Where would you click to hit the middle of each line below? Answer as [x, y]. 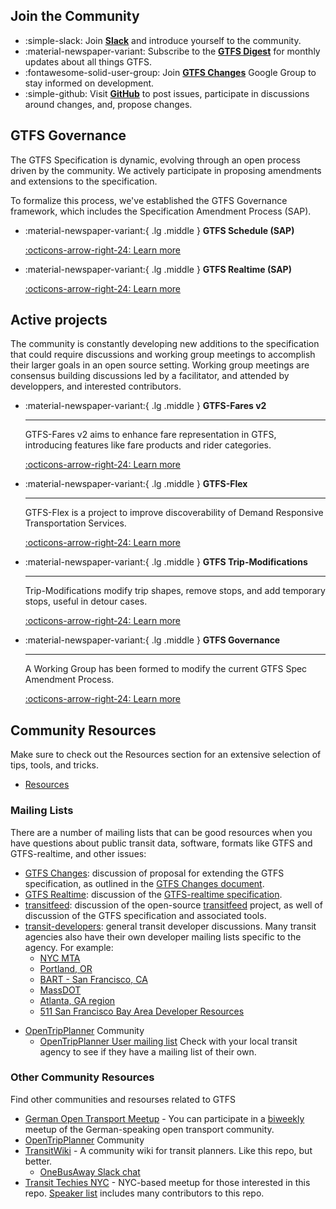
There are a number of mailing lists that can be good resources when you [161, 832]
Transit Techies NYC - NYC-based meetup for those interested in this [167, 1182]
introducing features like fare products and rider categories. [148, 445]
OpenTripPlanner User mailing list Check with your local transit [168, 1041]
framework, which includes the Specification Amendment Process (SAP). [161, 211]
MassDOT [60, 990]
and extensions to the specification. [84, 181]
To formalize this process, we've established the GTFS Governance [149, 200]
